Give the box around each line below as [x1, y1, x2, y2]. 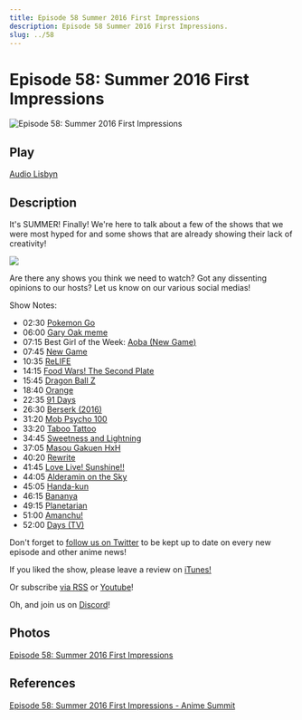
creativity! [9, 237, 47, 249]
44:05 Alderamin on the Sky [22, 471, 127, 482]
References [9, 676, 76, 691]
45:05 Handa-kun [22, 481, 89, 492]
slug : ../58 [9, 30, 54, 39]
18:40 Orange [22, 384, 74, 395]
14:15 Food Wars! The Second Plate [22, 365, 155, 376]
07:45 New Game [22, 346, 88, 357]
